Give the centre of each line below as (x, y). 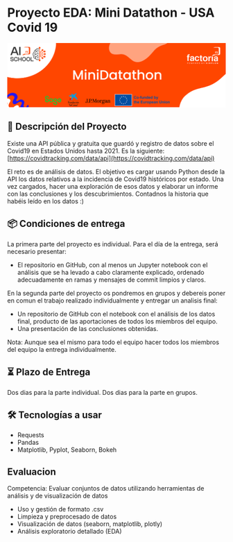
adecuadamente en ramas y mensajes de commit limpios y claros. (111, 280)
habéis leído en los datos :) (46, 201)
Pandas (28, 443)
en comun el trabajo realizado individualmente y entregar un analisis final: (112, 300)
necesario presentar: (37, 251)
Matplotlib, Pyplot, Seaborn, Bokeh (67, 450)
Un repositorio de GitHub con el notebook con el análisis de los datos (116, 314)
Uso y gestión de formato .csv (60, 509)
